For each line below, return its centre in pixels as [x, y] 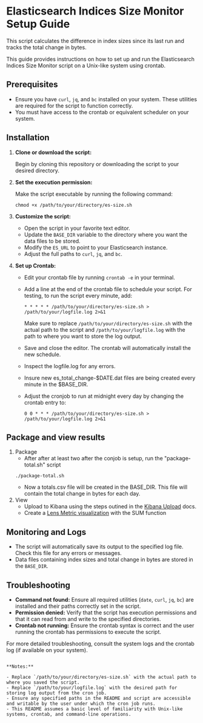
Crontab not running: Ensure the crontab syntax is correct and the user [105, 625]
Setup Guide [38, 24]
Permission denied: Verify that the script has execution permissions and [106, 613]
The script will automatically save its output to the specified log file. [99, 546]
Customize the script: [43, 216]
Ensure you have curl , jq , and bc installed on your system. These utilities [106, 99]
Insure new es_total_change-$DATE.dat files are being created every [110, 378]
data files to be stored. [52, 241]
